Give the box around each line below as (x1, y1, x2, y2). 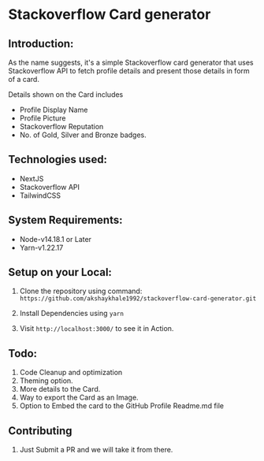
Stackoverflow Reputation (19, 122, 104, 131)
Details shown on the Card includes (8, 90, 124, 99)
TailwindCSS (19, 191, 61, 200)
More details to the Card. (19, 385, 101, 394)
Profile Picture (19, 113, 66, 123)
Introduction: (8, 37, 74, 50)
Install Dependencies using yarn (19, 309, 125, 318)
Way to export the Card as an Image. (19, 392, 139, 403)
